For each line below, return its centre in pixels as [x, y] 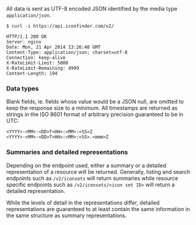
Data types [23, 88]
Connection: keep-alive [36, 58]
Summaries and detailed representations [67, 152]
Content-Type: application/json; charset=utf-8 [67, 52]
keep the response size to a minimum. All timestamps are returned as [92, 108]
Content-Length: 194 [32, 73]
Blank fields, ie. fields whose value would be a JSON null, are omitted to [95, 102]
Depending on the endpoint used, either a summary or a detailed [86, 165]
